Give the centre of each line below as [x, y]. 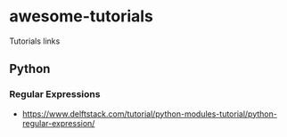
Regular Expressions [55, 94]
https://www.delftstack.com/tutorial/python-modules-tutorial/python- [150, 114]
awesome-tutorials [82, 16]
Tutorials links [35, 41]
